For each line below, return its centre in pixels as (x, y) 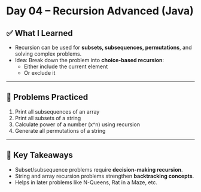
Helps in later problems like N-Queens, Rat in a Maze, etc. (86, 182)
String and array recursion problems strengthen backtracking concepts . (104, 176)
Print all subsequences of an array (57, 111)
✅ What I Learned (39, 33)
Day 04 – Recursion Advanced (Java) (100, 11)
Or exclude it (39, 73)
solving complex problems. (48, 54)
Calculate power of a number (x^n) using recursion (77, 124)
